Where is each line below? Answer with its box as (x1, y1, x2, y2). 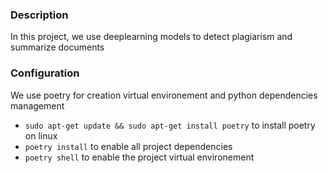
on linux (24, 129, 58, 142)
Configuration (10, 66, 80, 80)
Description (10, 8, 69, 22)
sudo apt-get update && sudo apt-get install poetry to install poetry (24, 119, 316, 131)
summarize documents (10, 41, 105, 53)
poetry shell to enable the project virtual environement (24, 151, 255, 163)
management (10, 99, 65, 112)
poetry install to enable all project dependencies (24, 140, 233, 152)
